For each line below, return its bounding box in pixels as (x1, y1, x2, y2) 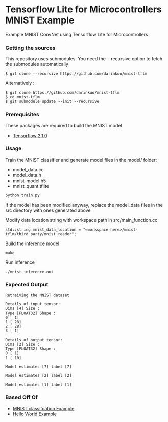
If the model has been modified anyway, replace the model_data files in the (5, 202, 163, 208)
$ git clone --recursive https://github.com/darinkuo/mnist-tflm (5, 71, 147, 76)
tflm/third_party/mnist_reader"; (5, 231, 77, 236)
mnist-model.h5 (12, 177, 46, 184)
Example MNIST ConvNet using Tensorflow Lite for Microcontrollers (5, 31, 148, 37)
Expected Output (5, 281, 49, 288)
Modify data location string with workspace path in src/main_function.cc (5, 217, 158, 223)
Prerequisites (5, 111, 39, 118)
